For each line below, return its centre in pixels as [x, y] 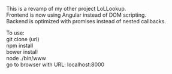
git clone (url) [23, 39]
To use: [16, 33]
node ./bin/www [26, 58]
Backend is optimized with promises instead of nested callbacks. [86, 21]
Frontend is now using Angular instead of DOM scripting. [76, 15]
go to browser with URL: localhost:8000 [55, 64]
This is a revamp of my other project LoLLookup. [66, 9]
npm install [20, 45]
